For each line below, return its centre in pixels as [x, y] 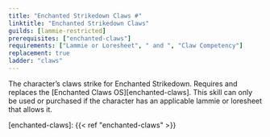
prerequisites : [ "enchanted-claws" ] [70, 38]
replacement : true [39, 53]
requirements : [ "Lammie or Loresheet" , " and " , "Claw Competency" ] [126, 46]
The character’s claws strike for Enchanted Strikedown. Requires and [123, 83]
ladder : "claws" [35, 61]
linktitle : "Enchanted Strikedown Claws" [79, 23]
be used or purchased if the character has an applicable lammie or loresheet [135, 101]
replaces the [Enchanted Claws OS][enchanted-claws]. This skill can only [130, 92]
